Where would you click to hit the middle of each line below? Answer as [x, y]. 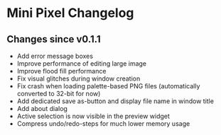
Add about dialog [42, 108]
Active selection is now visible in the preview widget [93, 116]
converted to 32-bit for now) [59, 94]
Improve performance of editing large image [82, 64]
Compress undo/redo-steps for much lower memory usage [103, 124]
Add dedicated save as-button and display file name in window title [115, 101]
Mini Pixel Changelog [70, 13]
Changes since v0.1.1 [54, 39]
